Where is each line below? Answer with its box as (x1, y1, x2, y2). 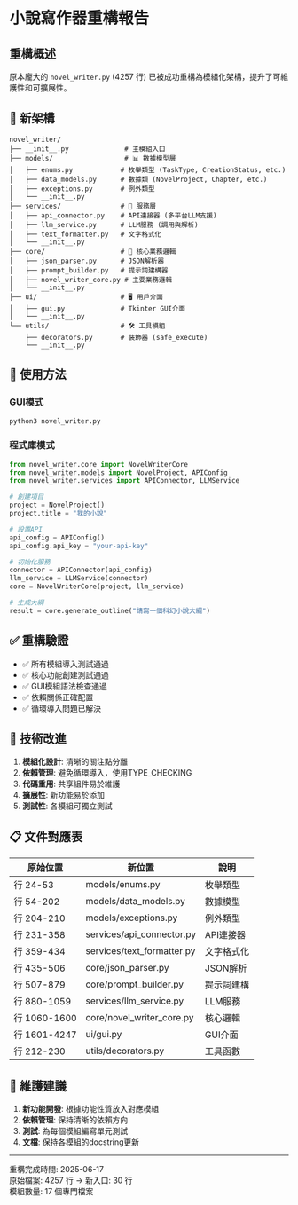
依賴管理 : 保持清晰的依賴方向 (21, 1114, 129, 1125)
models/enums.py (85, 878, 161, 891)
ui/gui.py (85, 1028, 122, 1041)
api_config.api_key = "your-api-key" (9, 541, 149, 550)
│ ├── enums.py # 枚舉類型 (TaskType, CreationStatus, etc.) (9, 165, 286, 174)
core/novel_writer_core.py (85, 1012, 194, 1024)
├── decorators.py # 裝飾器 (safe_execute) (25, 333, 208, 342)
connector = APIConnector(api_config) (9, 565, 153, 575)
